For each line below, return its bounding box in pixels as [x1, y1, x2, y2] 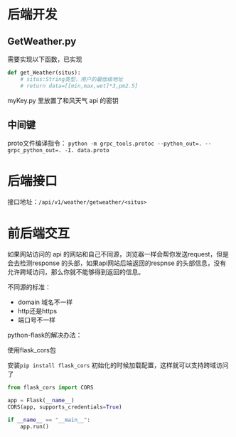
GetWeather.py [7, 35, 77, 47]
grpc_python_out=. [7, 147, 62, 154]
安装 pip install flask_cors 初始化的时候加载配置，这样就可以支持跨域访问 [7, 361, 229, 369]
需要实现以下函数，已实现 [7, 55, 82, 63]
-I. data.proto [64, 147, 110, 154]
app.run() [20, 423, 50, 430]
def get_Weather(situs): [7, 69, 81, 76]
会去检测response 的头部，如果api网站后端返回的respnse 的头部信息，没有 [7, 259, 227, 267]
